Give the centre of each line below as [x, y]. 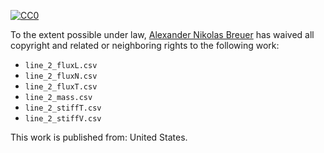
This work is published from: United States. [99, 137]
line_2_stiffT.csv [63, 108]
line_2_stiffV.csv [63, 119]
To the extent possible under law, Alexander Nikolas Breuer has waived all [162, 34]
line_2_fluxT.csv [61, 87]
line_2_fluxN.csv [61, 76]
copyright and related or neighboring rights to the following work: [145, 45]
